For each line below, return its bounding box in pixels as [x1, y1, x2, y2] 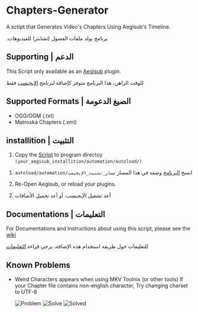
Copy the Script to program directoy [14, 151, 103, 158]
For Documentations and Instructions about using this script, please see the [6, 225, 191, 232]
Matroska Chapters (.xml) [14, 118, 77, 125]
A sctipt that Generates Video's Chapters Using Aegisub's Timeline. [6, 23, 171, 30]
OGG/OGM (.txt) [14, 112, 54, 119]
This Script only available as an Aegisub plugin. [6, 68, 121, 75]
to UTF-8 [14, 288, 37, 295]
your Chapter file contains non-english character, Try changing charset [14, 282, 188, 289]
